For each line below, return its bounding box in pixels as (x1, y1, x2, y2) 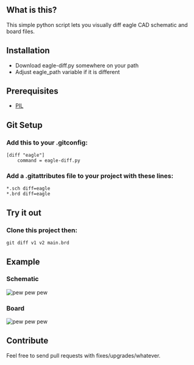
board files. (6, 28, 35, 35)
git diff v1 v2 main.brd (6, 240, 70, 246)
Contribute (6, 336, 49, 346)
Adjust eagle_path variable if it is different (15, 68, 120, 75)
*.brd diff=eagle (6, 191, 51, 197)
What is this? (6, 5, 57, 15)
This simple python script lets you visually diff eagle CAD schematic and (6, 21, 188, 28)
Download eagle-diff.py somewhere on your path (15, 61, 139, 69)
